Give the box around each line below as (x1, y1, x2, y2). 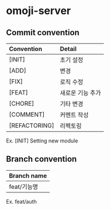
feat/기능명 (9, 182, 39, 191)
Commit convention (6, 28, 80, 38)
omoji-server (6, 4, 71, 18)
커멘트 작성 (60, 111, 89, 118)
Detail (60, 45, 77, 53)
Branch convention (6, 154, 77, 164)
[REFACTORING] (9, 121, 54, 130)
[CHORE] (9, 100, 35, 107)
